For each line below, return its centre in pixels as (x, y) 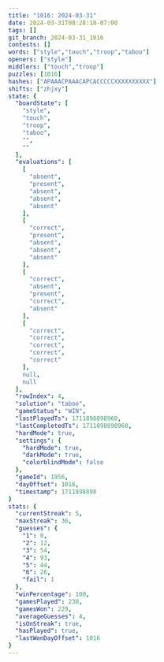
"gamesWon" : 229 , (44, 609)
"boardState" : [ (42, 103)
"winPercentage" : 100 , (52, 594)
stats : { (22, 506)
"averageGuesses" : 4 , (51, 616)
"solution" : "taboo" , (51, 404)
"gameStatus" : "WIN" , (51, 411)
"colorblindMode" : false (63, 463)
